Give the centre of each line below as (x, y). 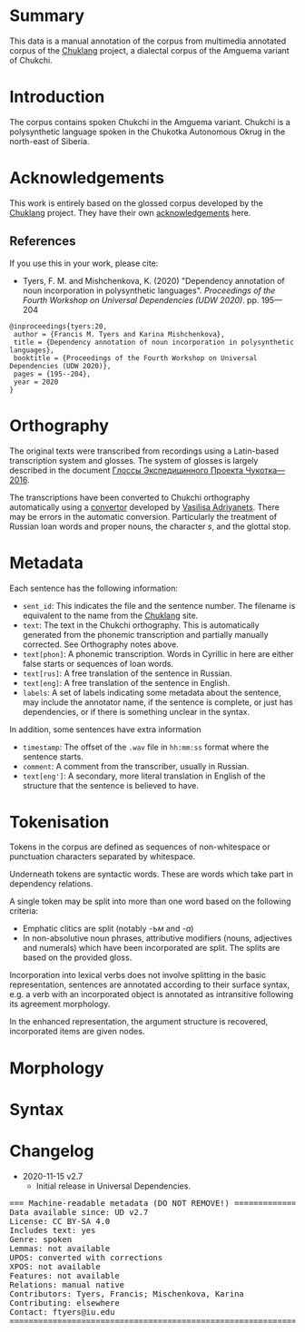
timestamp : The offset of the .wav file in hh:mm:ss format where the (146, 747)
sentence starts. (53, 756)
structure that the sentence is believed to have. (111, 785)
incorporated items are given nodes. (77, 1032)
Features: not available (64, 1275)
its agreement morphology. (60, 1004)
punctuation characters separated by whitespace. (103, 857)
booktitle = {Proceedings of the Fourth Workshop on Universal (135, 358)
